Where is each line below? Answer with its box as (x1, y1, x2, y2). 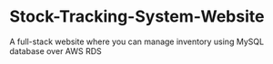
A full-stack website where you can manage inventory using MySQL (9, 36, 265, 47)
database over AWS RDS (9, 45, 102, 56)
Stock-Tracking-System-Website (9, 6, 265, 27)
